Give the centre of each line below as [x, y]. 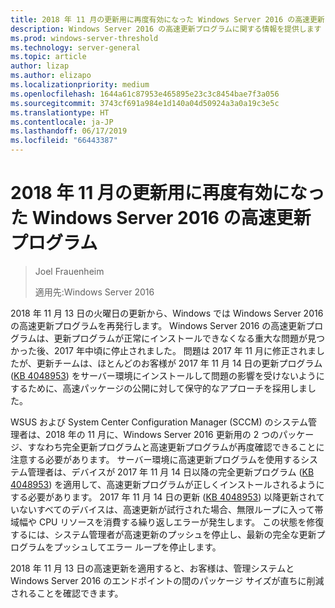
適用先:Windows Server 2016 [94, 292]
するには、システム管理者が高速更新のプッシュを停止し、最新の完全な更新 [163, 534]
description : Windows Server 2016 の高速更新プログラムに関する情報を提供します [166, 29]
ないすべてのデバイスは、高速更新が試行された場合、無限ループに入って [166, 509]
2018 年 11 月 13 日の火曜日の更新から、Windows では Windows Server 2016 [167, 313]
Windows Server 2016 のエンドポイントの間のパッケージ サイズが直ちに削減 [167, 580]
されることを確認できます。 [67, 593]
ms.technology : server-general [75, 47]
